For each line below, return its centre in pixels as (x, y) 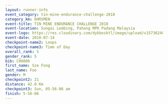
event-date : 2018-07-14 (30, 38)
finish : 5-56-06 (22, 93)
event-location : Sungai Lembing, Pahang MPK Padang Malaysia (70, 28)
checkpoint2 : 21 (22, 79)
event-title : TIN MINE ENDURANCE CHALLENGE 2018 (57, 24)
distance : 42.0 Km (24, 84)
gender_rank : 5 (21, 56)
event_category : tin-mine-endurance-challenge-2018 (60, 14)
